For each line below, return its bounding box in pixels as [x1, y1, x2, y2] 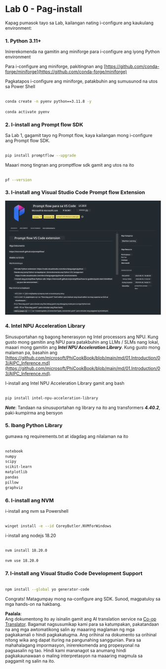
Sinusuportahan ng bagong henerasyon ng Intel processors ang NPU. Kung [5, 334, 159, 340]
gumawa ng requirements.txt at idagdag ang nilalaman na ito [5, 433, 128, 439]
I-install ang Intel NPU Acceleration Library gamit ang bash [5, 380, 124, 386]
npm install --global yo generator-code [5, 587, 90, 592]
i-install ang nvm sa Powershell [5, 508, 69, 514]
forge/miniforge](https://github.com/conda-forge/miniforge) [5, 69, 127, 75]
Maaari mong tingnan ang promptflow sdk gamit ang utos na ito [5, 162, 134, 168]
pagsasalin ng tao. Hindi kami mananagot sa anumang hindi [5, 648, 126, 654]
